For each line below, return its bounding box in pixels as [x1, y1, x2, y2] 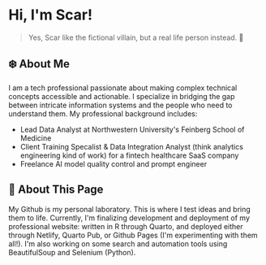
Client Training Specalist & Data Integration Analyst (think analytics [19, 141, 243, 151]
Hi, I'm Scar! [8, 6, 93, 24]
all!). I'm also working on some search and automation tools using [8, 238, 228, 249]
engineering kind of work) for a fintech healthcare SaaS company [19, 150, 239, 160]
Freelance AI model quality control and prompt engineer [19, 159, 208, 168]
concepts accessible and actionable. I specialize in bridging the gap [8, 91, 235, 101]
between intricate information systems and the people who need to [8, 100, 233, 110]
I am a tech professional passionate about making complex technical [8, 83, 238, 93]
